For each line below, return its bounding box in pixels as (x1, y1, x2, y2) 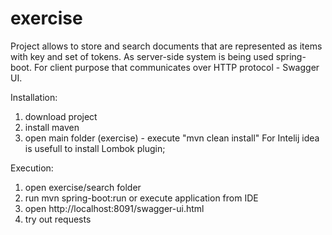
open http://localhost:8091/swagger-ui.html (24, 202, 205, 214)
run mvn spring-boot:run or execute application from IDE (24, 192, 259, 204)
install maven (24, 121, 80, 133)
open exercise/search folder (24, 181, 142, 193)
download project (24, 110, 98, 122)
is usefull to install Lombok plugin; (24, 142, 166, 154)
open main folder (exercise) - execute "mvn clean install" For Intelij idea (24, 132, 320, 144)
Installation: (10, 91, 58, 103)
